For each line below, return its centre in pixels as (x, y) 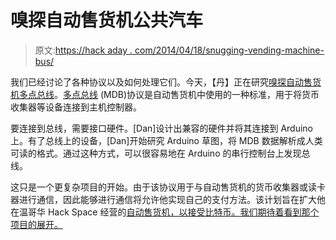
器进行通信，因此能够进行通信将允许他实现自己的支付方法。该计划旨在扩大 (163, 199)
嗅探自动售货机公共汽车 (107, 20)
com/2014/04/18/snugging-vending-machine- (229, 50)
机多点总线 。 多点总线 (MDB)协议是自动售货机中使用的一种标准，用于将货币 (165, 94)
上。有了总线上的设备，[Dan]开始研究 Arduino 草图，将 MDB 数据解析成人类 (166, 140)
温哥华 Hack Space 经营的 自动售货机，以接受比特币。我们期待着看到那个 (169, 212)
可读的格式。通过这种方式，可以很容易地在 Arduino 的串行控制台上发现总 (160, 153)
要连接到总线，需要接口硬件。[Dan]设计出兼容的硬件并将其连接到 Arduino (161, 128)
